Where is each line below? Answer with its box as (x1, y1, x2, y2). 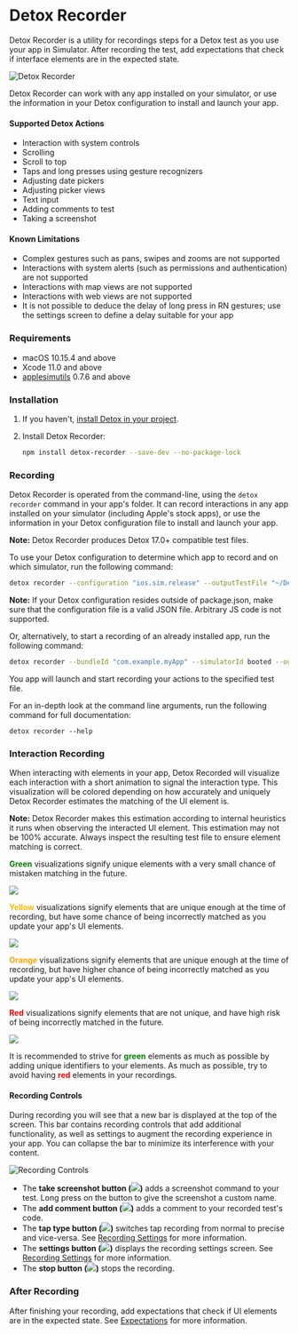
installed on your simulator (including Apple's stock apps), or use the (9, 508, 261, 519)
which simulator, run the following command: (9, 562, 174, 572)
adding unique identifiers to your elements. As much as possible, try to (9, 1060, 268, 1071)
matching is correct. (9, 842, 82, 852)
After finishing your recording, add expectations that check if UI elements (9, 1306, 278, 1316)
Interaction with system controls (21, 138, 140, 148)
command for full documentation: (9, 709, 131, 720)
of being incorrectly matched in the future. (9, 1017, 164, 1027)
